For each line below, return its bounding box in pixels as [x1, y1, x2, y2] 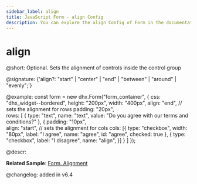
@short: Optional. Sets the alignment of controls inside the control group [6, 64, 182, 71]
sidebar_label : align [6, 8, 59, 15]
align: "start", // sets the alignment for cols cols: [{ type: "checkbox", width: [6, 125, 188, 132]
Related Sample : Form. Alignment [6, 160, 88, 167]
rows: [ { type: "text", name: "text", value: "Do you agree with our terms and [6, 112, 189, 119]
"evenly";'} [6, 82, 32, 89]
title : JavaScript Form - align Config [6, 14, 104, 20]
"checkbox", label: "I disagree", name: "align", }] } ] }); [6, 137, 136, 144]
